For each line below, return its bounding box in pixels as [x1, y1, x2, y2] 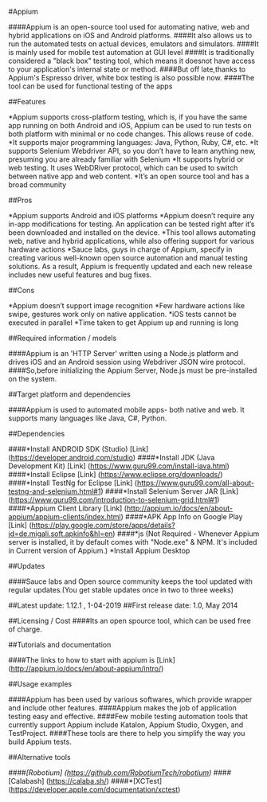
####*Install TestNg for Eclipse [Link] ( [8, 478, 138, 487]
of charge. [8, 624, 42, 634]
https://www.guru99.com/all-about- [136, 478, 255, 487]
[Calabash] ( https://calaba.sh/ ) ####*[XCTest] [8, 777, 163, 785]
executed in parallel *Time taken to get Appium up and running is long [8, 318, 239, 327]
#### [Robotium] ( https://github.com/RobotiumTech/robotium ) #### [8, 768, 232, 777]
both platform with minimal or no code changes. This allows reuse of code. [8, 129, 254, 139]
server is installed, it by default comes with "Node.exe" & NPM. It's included [8, 538, 257, 546]
